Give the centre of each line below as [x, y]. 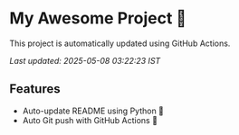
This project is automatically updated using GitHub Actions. [120, 43]
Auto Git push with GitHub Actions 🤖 [90, 120]
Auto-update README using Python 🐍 [93, 111]
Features [35, 89]
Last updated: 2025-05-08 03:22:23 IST [85, 60]
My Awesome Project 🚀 [98, 18]
